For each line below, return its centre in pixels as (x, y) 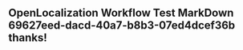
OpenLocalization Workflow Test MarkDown (121, 13)
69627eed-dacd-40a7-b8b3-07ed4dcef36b (122, 26)
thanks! (28, 38)
